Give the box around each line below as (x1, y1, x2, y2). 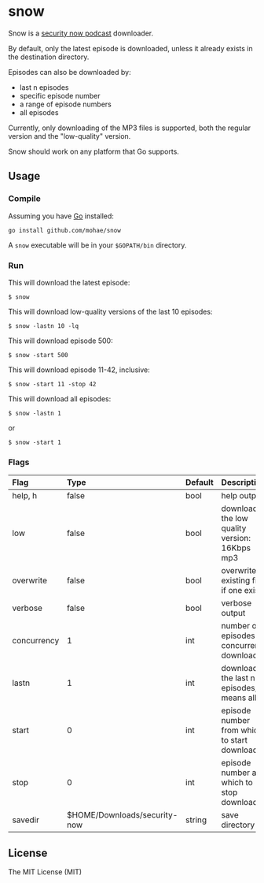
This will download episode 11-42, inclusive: (8, 365, 151, 374)
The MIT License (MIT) (8, 867, 82, 877)
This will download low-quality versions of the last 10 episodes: (8, 307, 213, 316)
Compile (8, 193, 41, 204)
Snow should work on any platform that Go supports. (8, 147, 179, 156)
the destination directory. (8, 52, 90, 61)
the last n (221, 672, 255, 684)
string (185, 814, 207, 825)
